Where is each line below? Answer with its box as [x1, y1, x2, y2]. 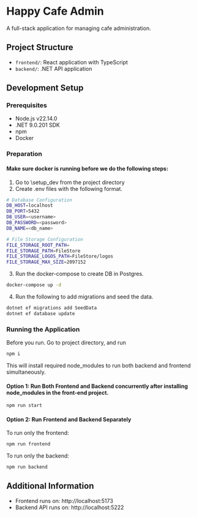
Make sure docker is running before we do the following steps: [6, 165, 169, 172]
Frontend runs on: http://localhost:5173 [15, 497, 113, 504]
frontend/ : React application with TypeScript [15, 58, 128, 65]
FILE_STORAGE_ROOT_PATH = [6, 242, 70, 248]
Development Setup [6, 83, 84, 93]
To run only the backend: [6, 452, 69, 459]
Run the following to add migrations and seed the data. [15, 293, 154, 300]
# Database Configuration [6, 197, 72, 203]
